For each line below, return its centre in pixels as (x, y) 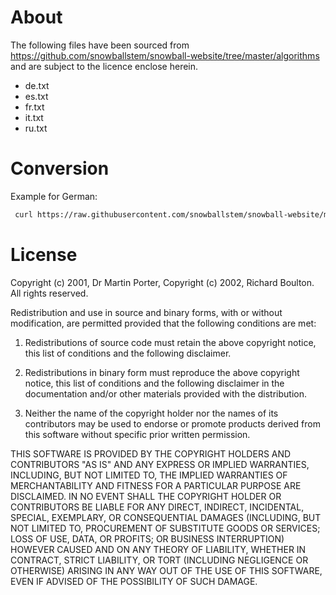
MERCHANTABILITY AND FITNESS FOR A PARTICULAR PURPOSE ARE (156, 485)
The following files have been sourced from (100, 45)
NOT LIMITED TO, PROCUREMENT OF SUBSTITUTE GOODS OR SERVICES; (165, 528)
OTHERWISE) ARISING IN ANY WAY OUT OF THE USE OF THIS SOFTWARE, (166, 570)
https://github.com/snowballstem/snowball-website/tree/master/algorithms (165, 55)
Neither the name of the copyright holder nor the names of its (151, 413)
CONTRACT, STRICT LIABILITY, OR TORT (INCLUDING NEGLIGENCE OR (159, 560)
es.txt (36, 96)
